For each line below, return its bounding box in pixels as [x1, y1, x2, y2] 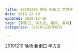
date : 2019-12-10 [5, 12, 40, 16]
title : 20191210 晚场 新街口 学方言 [5, 7, 73, 12]
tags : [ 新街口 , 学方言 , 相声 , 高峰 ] [5, 20, 72, 26]
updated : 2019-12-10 [5, 16, 47, 21]
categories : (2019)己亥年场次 [5, 25, 62, 30]
